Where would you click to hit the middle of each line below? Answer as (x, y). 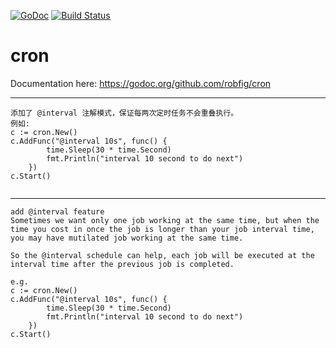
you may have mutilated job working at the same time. (127, 238)
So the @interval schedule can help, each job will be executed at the (162, 255)
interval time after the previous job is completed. (122, 264)
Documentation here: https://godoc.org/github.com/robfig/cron (141, 83)
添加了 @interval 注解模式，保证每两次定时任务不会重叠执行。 (124, 113)
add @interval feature (57, 211)
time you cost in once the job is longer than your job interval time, (162, 229)
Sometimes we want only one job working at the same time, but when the (165, 220)
